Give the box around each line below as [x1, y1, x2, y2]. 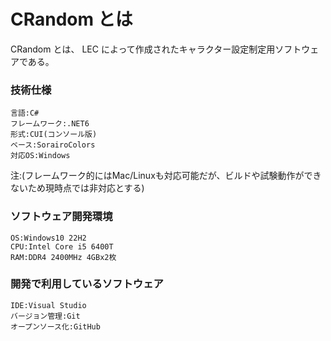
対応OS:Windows [10, 151, 71, 161]
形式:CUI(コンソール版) [10, 130, 98, 140]
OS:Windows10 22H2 [10, 233, 87, 243]
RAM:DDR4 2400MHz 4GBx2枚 [10, 252, 117, 262]
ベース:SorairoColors [10, 140, 96, 150]
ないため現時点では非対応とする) [10, 182, 145, 194]
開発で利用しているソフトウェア [10, 277, 164, 291]
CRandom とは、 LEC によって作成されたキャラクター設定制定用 [10, 43, 276, 55]
